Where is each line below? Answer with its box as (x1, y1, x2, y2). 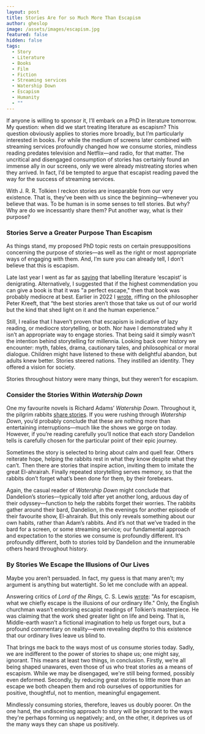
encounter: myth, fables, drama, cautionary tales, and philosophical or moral (6, 344, 199, 351)
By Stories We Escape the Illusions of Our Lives (6, 560, 150, 569)
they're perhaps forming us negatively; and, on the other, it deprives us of (6, 714, 193, 721)
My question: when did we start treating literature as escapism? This (6, 123, 179, 130)
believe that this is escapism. (6, 261, 80, 269)
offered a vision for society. (6, 363, 75, 371)
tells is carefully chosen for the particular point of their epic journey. (6, 437, 177, 444)
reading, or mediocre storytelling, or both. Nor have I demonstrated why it (6, 324, 192, 332)
